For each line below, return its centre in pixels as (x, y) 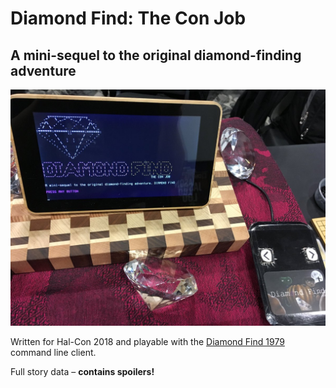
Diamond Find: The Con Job (128, 18)
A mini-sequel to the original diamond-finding (156, 55)
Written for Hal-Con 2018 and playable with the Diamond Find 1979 (147, 341)
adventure (43, 70)
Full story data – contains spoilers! (82, 371)
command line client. (53, 352)
